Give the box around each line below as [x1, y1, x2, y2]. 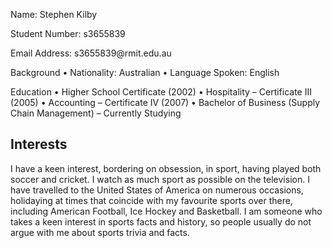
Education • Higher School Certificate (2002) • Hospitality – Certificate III [10, 86, 312, 98]
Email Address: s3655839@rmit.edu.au [10, 47, 172, 59]
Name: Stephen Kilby [10, 9, 98, 20]
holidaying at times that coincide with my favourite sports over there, [10, 194, 293, 206]
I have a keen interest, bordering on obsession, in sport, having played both [10, 162, 322, 174]
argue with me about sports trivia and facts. [10, 226, 190, 238]
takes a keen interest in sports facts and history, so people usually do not [10, 215, 312, 228]
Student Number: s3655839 [10, 28, 126, 39]
